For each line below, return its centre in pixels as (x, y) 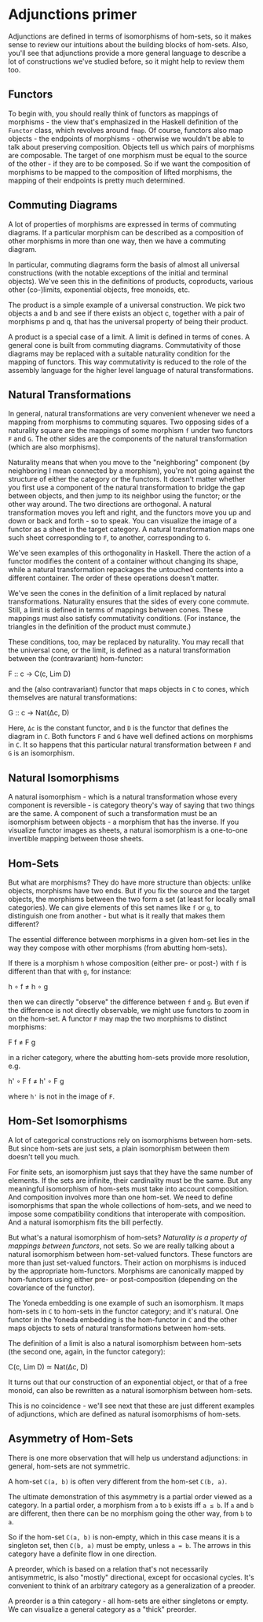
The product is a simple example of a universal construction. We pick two (127, 305)
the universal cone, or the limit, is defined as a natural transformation (120, 650)
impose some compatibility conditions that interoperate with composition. (127, 1214)
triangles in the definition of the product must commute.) (100, 626)
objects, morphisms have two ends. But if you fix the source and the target (129, 890)
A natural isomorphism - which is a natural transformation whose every (123, 797)
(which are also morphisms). (54, 447)
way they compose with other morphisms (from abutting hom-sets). (118, 948)
